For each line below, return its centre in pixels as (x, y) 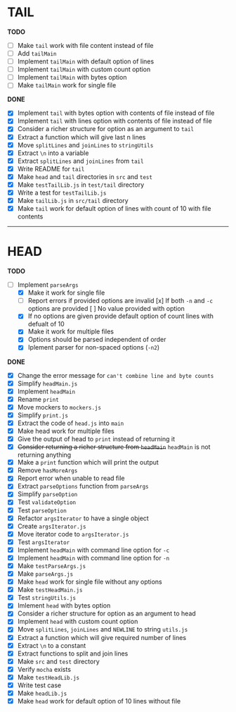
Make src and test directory (58, 661)
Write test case (39, 685)
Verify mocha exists (44, 669)
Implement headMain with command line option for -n (93, 558)
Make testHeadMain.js (50, 590)
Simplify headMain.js (47, 383)
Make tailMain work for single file (67, 85)
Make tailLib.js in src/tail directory (73, 201)
